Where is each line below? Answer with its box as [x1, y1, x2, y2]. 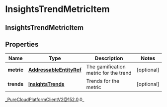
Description [94, 55, 123, 62]
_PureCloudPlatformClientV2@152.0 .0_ [5, 97, 84, 103]
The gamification [86, 63, 126, 70]
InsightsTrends [28, 81, 65, 88]
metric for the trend [86, 70, 132, 77]
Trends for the [86, 78, 119, 85]
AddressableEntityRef [28, 66, 82, 73]
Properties [5, 40, 39, 48]
